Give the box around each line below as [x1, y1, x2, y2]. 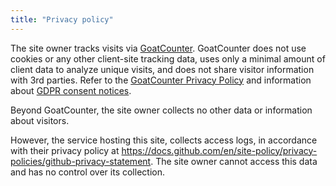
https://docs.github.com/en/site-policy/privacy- [121, 144, 318, 156]
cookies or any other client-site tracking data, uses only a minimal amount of [10, 52, 326, 65]
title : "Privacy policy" [10, 14, 114, 25]
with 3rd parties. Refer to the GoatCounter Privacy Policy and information [10, 74, 312, 86]
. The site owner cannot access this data [150, 155, 318, 167]
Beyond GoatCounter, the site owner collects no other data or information [10, 104, 313, 116]
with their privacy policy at [10, 144, 120, 156]
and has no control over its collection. [10, 166, 165, 178]
